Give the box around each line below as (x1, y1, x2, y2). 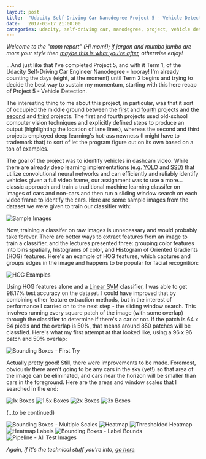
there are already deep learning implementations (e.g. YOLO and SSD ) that (6, 163, 195, 171)
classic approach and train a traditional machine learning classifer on (6, 183, 181, 190)
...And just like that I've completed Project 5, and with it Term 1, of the (6, 61, 181, 69)
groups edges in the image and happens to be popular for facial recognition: (6, 259, 199, 267)
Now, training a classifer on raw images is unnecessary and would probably (6, 227, 197, 234)
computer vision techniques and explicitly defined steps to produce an (6, 119, 185, 127)
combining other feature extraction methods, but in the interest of (6, 296, 172, 304)
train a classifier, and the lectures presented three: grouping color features (6, 240, 194, 247)
